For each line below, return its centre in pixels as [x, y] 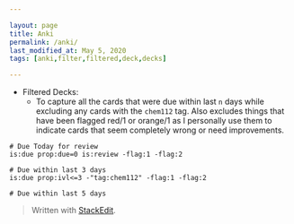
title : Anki [31, 34]
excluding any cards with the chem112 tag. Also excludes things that [160, 111]
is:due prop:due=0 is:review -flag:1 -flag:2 [96, 155]
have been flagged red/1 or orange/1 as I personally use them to [154, 121]
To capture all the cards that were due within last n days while [150, 102]
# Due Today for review [54, 147]
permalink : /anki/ [44, 42]
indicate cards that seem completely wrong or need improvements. [160, 130]
